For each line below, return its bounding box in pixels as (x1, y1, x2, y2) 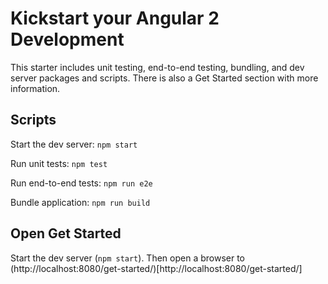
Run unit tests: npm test (10, 157, 108, 169)
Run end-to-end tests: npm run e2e (10, 177, 153, 189)
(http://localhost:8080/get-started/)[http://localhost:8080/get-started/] (10, 262, 303, 274)
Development (10, 28, 125, 51)
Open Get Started (10, 225, 122, 242)
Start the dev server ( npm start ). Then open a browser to (10, 252, 245, 264)
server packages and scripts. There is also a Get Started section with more (10, 72, 319, 84)
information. (10, 82, 61, 94)
